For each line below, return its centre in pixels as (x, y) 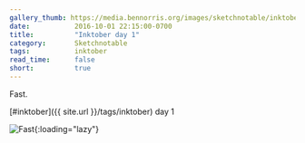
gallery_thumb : (38, 18)
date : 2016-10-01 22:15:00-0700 (91, 26)
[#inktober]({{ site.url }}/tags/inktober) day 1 (92, 111)
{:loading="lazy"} (67, 129)
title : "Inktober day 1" (75, 34)
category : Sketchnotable (69, 43)
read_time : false (52, 60)
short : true (50, 69)
